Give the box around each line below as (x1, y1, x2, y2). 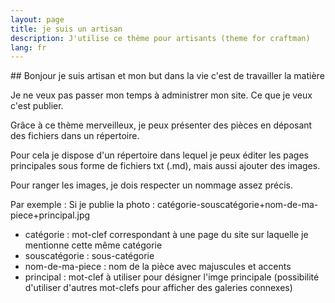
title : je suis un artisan (10, 24, 123, 34)
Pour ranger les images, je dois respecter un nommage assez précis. (10, 179, 293, 191)
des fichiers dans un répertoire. (10, 130, 140, 142)
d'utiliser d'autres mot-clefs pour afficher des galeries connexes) (24, 282, 293, 294)
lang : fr (10, 42, 47, 53)
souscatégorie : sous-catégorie (24, 250, 155, 262)
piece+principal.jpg (10, 209, 91, 221)
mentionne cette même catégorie (24, 239, 163, 251)
